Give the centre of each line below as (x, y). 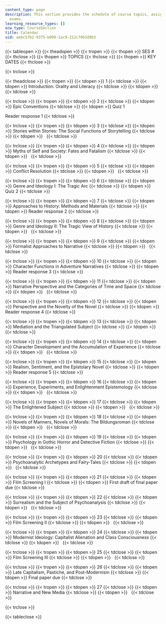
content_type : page (25, 10)
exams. (16, 19)
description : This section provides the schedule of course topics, (77, 14)
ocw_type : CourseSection (31, 28)
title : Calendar (22, 33)
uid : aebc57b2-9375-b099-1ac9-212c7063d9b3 (51, 38)
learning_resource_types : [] (35, 24)
